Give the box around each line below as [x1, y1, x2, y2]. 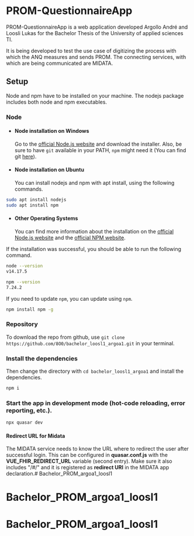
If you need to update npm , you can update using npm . [6, 295, 133, 302]
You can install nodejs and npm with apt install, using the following [14, 180, 175, 187]
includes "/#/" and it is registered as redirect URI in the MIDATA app [6, 464, 169, 471]
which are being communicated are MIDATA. [6, 60, 113, 67]
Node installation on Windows [14, 128, 89, 135]
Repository [6, 320, 38, 328]
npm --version [6, 279, 41, 285]
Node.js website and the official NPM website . [14, 234, 126, 241]
